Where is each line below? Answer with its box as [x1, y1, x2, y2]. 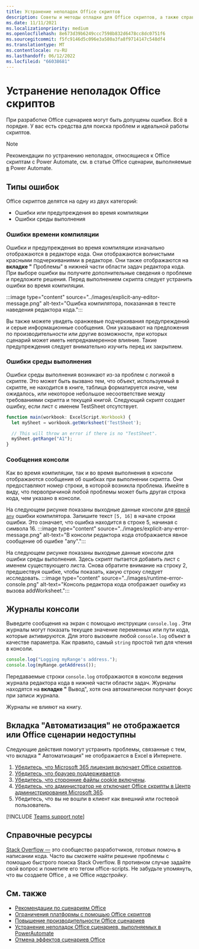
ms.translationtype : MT [6, 42, 65, 48]
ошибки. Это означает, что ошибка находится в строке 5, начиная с [6, 519, 178, 526]
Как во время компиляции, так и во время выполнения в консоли [6, 469, 173, 476]
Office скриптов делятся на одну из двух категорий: [6, 197, 138, 205]
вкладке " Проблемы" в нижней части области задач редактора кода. [6, 263, 185, 270]
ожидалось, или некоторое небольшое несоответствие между [6, 390, 166, 397]
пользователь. [14, 801, 52, 809]
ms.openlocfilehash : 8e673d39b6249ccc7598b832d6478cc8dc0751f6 [6, 31, 166, 37]
